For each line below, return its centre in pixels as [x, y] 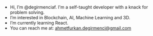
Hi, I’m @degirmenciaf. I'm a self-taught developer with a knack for [79, 7]
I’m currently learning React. [39, 23]
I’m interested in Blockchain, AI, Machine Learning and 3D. [70, 18]
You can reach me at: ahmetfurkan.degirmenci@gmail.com [70, 28]
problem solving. [27, 12]
